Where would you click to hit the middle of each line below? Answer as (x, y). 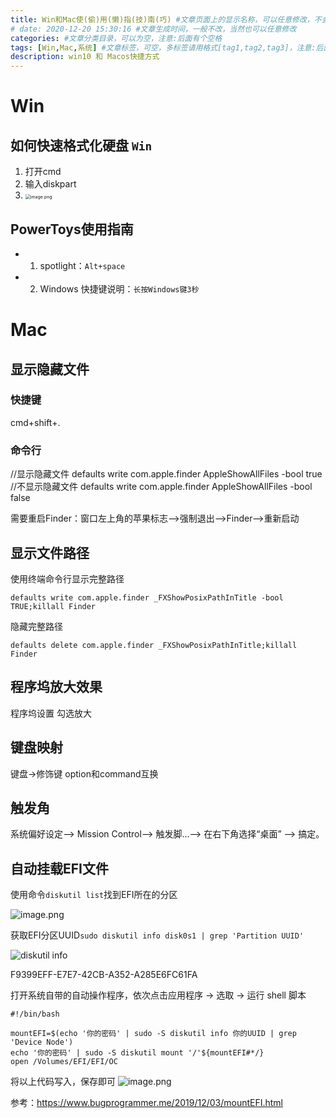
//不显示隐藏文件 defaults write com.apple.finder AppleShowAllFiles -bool (161, 487)
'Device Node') (42, 1042)
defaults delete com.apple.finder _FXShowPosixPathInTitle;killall (154, 645)
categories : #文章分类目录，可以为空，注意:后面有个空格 (116, 38)
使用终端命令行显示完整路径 (67, 578)
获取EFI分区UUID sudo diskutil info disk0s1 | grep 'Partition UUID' (157, 935)
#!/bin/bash (35, 1014)
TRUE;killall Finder (53, 606)
